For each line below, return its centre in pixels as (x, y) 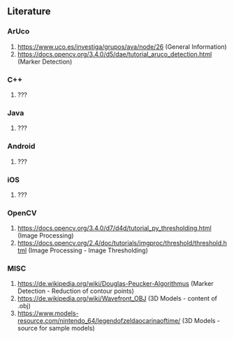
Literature (29, 12)
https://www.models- (48, 313)
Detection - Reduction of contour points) (76, 291)
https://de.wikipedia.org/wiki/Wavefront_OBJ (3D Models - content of (117, 298)
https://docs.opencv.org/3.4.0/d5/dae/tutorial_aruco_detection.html (115, 54)
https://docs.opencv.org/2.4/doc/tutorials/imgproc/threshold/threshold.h (122, 243)
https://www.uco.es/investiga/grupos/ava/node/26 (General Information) (122, 46)
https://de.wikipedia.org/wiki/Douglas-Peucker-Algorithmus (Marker (116, 284)
